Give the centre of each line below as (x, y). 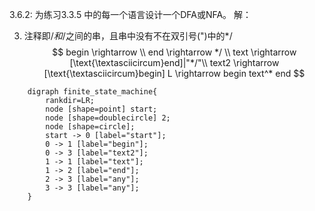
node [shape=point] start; (101, 109)
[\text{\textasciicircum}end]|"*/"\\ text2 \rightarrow (174, 62)
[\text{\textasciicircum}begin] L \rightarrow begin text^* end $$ (174, 73)
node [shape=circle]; (90, 127)
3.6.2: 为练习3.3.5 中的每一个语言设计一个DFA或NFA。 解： (130, 14)
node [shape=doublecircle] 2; (108, 118)
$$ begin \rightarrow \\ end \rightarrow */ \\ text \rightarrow (174, 52)
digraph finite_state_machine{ (92, 92)
